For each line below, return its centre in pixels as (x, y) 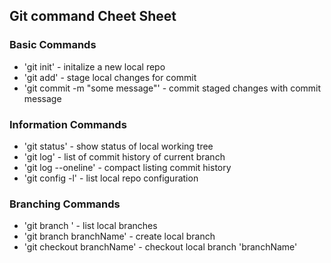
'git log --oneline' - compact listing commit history (127, 167)
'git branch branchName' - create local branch (119, 236)
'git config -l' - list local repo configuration (111, 178)
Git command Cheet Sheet (93, 16)
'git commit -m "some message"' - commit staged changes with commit (172, 88)
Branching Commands (65, 204)
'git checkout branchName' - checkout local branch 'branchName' (160, 247)
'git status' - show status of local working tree (118, 146)
